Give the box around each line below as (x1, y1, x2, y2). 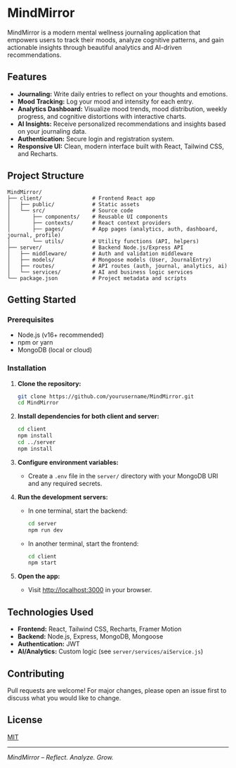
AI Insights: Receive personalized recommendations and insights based (17, 120, 226, 128)
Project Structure (7, 170, 84, 182)
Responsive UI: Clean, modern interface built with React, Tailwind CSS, (17, 142, 225, 151)
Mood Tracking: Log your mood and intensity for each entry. (17, 97, 194, 105)
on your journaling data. (17, 127, 87, 135)
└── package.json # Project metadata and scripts (7, 274, 188, 282)
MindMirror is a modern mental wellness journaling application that (7, 28, 201, 37)
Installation (7, 364, 47, 373)
